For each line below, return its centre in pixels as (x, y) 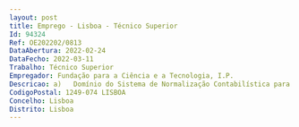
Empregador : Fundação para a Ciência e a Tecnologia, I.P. (122, 76)
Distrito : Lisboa (42, 109)
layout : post (34, 17)
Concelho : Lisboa (42, 101)
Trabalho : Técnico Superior (62, 68)
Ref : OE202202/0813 (46, 42)
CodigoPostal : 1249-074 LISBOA (68, 92)
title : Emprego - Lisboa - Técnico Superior (94, 26)
